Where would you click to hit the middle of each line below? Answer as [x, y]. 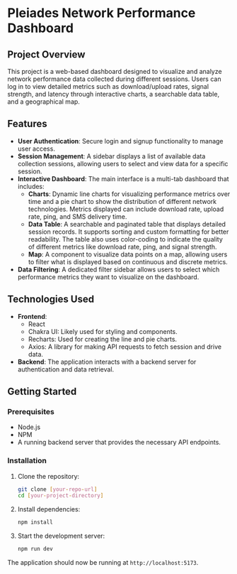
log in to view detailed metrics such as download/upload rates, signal [108, 86]
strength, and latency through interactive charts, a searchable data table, [114, 94]
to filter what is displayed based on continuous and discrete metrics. [128, 261]
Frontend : [32, 316]
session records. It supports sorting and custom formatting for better [128, 232]
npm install [35, 522]
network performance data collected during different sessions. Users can [114, 79]
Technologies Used [51, 299]
